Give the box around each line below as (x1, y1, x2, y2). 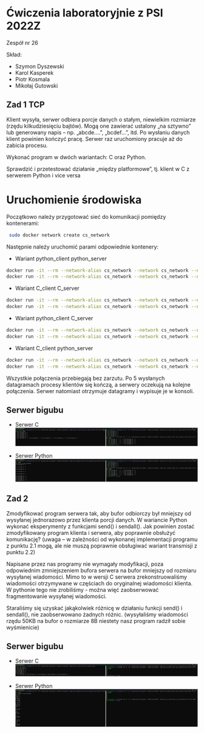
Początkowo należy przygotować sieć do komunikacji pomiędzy (6, 213, 166, 220)
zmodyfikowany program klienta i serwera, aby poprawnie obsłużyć (6, 529, 176, 536)
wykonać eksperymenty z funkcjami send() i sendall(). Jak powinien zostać (6, 523, 195, 530)
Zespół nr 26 (6, 39, 38, 46)
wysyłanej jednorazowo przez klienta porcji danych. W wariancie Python (6, 516, 188, 523)
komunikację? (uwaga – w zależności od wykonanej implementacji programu (6, 535, 198, 543)
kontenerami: (6, 219, 39, 227)
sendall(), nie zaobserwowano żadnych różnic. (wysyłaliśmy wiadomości (6, 611, 188, 618)
